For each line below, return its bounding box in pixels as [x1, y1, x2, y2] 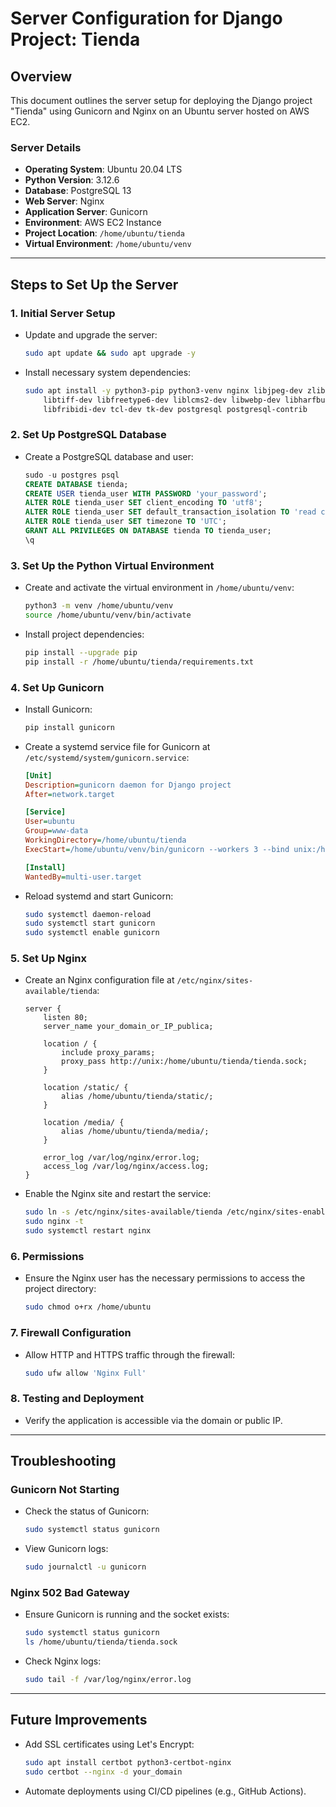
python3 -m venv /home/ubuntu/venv [24, 601, 174, 611]
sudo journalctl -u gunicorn [24, 1562, 147, 1572]
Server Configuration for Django [10, 7, 283, 30]
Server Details [10, 140, 82, 154]
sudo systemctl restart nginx [24, 1226, 152, 1236]
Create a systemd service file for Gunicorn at [24, 740, 211, 752]
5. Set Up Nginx [10, 952, 88, 966]
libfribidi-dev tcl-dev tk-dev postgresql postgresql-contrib [43, 404, 308, 414]
